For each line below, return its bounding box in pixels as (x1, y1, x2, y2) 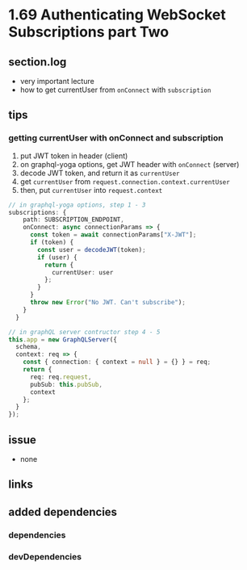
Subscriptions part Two (8, 23, 170, 41)
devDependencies (8, 551, 82, 562)
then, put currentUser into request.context (19, 185, 163, 195)
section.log (8, 55, 67, 69)
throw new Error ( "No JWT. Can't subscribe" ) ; (29, 299, 186, 307)
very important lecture (19, 77, 94, 86)
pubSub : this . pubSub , (29, 380, 103, 388)
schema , (15, 343, 42, 351)
